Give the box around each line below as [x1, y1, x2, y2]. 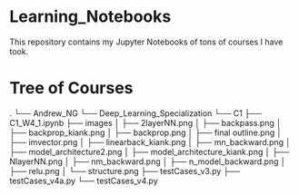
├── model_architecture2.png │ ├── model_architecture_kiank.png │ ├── [9, 146, 290, 157]
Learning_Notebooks [9, 6, 172, 27]
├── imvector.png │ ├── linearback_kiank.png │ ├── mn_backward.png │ [9, 136, 292, 147]
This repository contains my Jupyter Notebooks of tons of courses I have [9, 36, 284, 47]
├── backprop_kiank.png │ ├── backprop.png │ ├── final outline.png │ [9, 127, 283, 138]
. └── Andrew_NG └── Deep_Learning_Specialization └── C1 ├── [9, 107, 262, 119]
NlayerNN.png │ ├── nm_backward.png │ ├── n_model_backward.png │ [9, 156, 286, 167]
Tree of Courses [9, 78, 134, 99]
